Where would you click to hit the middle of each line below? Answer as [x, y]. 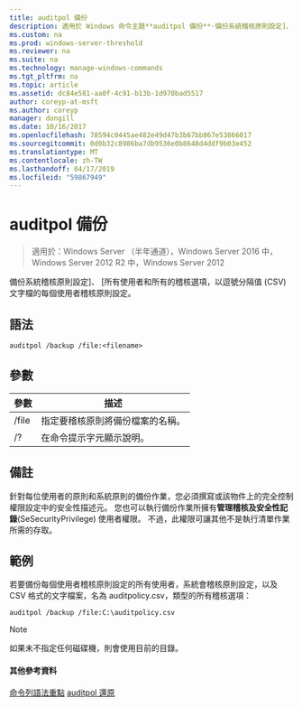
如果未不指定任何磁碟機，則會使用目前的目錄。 [96, 648]
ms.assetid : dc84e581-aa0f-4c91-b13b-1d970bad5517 [106, 93]
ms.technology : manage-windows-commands [87, 69]
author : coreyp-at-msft [54, 102]
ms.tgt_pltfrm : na [44, 77]
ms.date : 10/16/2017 [48, 127]
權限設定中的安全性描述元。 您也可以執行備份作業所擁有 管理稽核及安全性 [145, 507]
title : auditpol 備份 [49, 18]
